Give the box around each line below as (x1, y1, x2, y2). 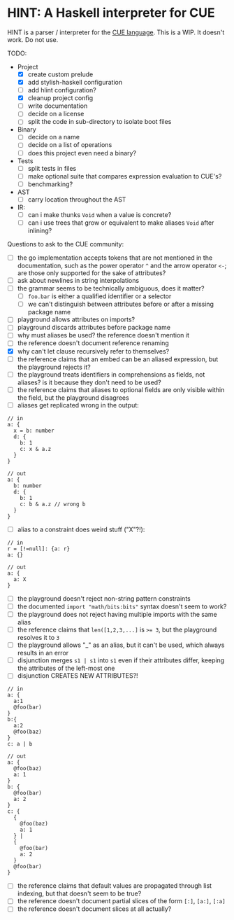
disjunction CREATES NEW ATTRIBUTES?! (17, 671, 138, 680)
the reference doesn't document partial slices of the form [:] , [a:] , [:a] (17, 897, 226, 905)
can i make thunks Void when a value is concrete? (27, 210, 172, 218)
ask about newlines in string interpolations (17, 277, 140, 284)
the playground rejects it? (17, 363, 91, 371)
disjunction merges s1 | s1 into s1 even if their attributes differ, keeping (17, 656, 225, 664)
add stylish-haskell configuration (27, 78, 123, 86)
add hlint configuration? (27, 86, 96, 95)
